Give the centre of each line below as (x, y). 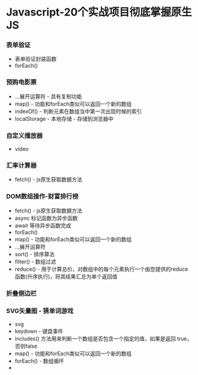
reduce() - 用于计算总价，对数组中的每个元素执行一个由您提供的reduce (101, 269)
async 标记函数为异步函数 (46, 218)
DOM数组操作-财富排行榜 (42, 196)
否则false (26, 346)
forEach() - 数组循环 (39, 361)
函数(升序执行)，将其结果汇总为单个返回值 (66, 276)
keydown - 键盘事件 (39, 331)
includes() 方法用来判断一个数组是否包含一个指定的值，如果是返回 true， (103, 338)
